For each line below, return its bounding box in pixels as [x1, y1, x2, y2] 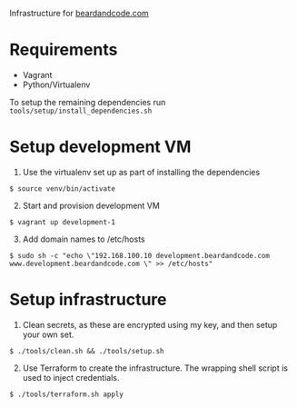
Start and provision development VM [22, 200, 161, 211]
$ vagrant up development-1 [9, 217, 116, 226]
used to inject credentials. [22, 372, 120, 383]
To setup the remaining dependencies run [9, 96, 166, 107]
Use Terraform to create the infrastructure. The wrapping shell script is [22, 363, 289, 373]
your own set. [22, 329, 74, 340]
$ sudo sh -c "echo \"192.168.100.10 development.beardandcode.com [9, 251, 271, 260]
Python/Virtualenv [22, 79, 91, 90]
